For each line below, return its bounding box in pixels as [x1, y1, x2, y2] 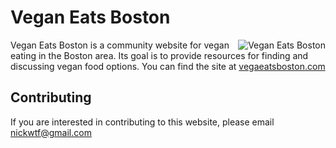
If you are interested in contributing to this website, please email [10, 116, 275, 128]
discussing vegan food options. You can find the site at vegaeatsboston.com [10, 60, 326, 72]
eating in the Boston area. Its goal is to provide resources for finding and [10, 49, 309, 61]
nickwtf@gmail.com [10, 126, 92, 138]
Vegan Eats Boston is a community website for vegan [10, 39, 230, 51]
